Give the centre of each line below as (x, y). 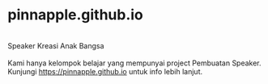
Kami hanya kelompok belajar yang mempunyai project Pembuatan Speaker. (134, 63)
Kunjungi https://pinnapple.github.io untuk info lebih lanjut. (105, 71)
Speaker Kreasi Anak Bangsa (56, 45)
